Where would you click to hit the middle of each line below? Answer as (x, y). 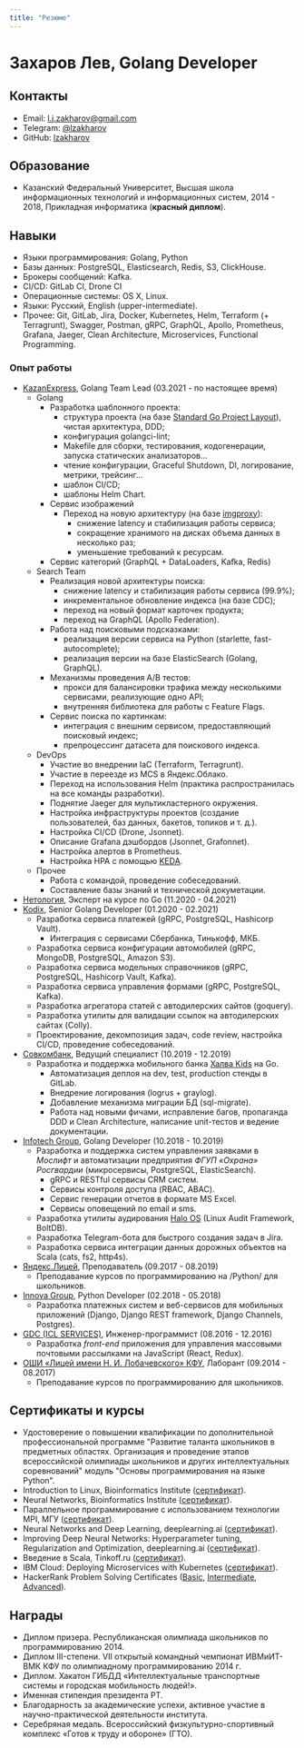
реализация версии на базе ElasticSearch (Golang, (161, 658)
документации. (79, 1131)
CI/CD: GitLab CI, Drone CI (72, 286)
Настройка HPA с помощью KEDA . (116, 860)
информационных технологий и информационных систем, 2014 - (148, 197)
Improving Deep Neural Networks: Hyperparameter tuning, (132, 1539)
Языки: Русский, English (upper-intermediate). (110, 306)
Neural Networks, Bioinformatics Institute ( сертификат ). (127, 1500)
